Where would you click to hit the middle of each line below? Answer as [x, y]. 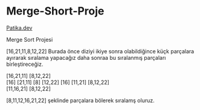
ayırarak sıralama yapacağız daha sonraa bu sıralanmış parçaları [86, 57]
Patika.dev [19, 28]
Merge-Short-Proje [55, 11]
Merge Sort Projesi [30, 39]
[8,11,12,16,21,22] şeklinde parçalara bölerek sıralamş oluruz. [81, 100]
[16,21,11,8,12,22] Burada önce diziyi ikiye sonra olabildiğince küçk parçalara [100, 51]
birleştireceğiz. [25, 64]
